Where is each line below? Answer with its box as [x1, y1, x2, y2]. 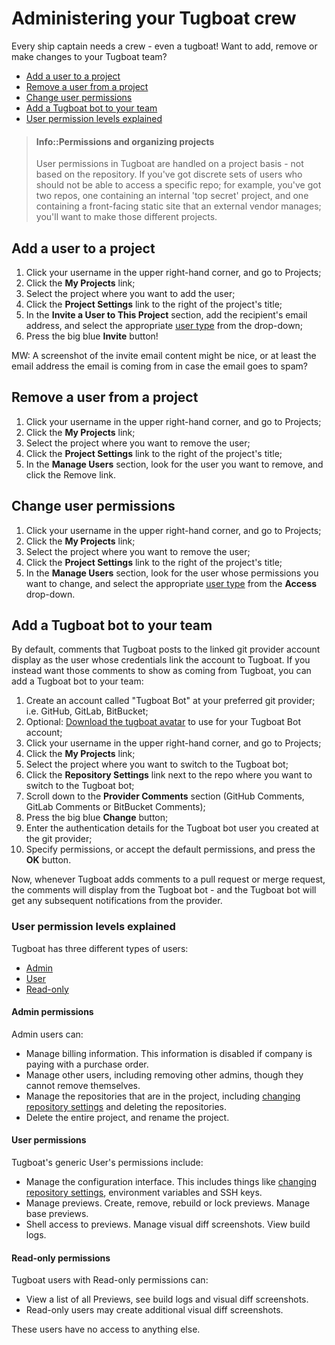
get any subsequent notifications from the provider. [11, 895, 223, 907]
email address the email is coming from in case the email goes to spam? [11, 360, 308, 372]
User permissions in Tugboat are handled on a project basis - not [35, 158, 304, 170]
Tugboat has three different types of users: [11, 942, 189, 954]
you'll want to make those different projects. [35, 211, 218, 223]
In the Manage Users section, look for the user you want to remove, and [25, 458, 324, 470]
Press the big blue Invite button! [25, 330, 159, 342]
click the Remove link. [25, 468, 116, 481]
